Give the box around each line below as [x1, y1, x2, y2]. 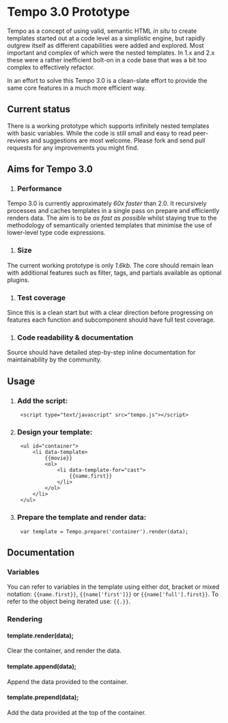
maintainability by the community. [7, 355, 102, 364]
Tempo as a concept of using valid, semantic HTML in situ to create [7, 27, 197, 35]
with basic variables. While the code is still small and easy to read [7, 129, 192, 137]
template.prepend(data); [7, 693, 79, 702]
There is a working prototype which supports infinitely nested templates [7, 121, 210, 130]
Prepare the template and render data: [16, 513, 147, 522]
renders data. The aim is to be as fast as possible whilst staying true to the [7, 214, 217, 223]
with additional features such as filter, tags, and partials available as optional [7, 268, 222, 277]
